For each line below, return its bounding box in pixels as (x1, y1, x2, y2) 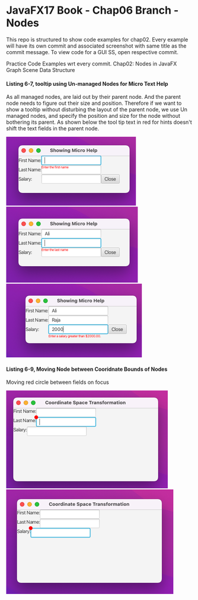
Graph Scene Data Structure (6, 66, 75, 73)
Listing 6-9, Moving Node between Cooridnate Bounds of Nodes (6, 365, 168, 373)
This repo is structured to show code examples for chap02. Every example (6, 36, 189, 43)
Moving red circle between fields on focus (6, 379, 110, 386)
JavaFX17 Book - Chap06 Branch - (6, 4, 179, 17)
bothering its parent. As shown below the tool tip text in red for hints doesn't (6, 118, 193, 126)
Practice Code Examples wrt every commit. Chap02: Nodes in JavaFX (6, 60, 177, 67)
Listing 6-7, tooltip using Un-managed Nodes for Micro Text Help (6, 80, 168, 87)
